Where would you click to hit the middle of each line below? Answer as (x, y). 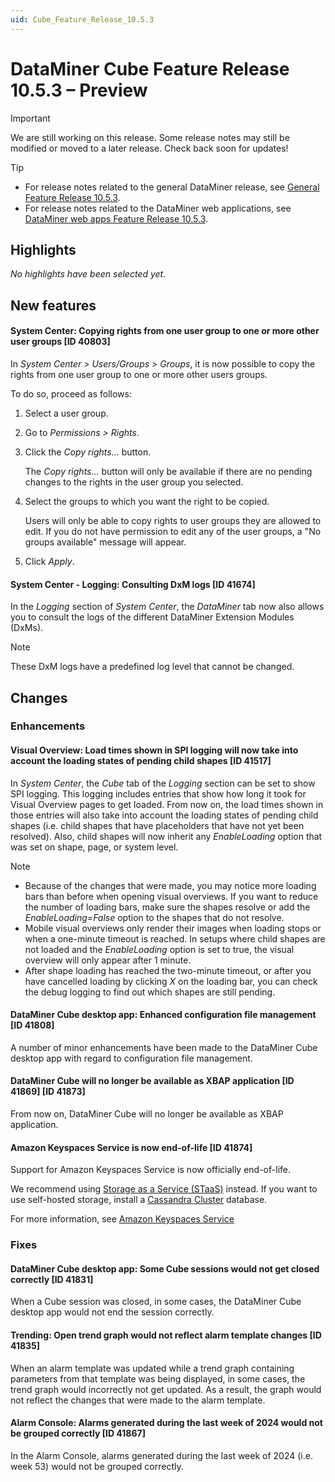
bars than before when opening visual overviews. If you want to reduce (171, 896)
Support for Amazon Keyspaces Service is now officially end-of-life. (150, 1170)
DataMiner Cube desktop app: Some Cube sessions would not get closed (165, 1268)
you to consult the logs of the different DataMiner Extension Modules (152, 617)
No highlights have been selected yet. (88, 274)
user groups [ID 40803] (60, 342)
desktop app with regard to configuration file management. (131, 1058)
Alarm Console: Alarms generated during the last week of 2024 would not (166, 1423)
